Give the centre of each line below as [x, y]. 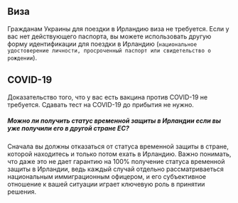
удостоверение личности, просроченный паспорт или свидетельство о [109, 50]
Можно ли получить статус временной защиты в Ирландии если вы [114, 121]
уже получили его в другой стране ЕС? [69, 128]
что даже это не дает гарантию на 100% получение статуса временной [116, 161]
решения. [22, 192]
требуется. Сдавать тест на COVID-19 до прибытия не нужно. [101, 104]
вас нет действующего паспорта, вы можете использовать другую [109, 36]
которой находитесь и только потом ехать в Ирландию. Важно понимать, [119, 154]
